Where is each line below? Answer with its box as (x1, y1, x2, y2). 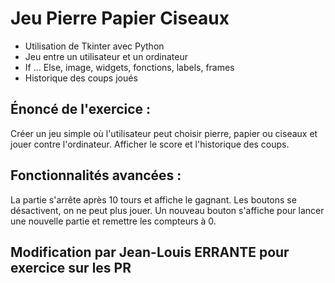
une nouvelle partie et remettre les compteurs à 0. (10, 215, 217, 227)
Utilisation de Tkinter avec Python (24, 40, 165, 52)
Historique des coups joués (24, 72, 138, 84)
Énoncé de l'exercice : (10, 101, 152, 118)
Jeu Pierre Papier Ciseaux (10, 7, 230, 30)
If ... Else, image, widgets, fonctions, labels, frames (24, 61, 235, 73)
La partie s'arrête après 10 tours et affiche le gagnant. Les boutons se (10, 193, 297, 206)
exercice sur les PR (10, 259, 132, 276)
